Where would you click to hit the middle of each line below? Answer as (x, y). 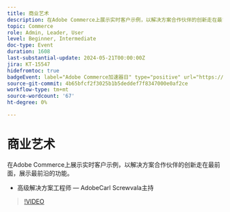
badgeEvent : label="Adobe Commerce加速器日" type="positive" (94, 77)
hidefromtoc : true (33, 70)
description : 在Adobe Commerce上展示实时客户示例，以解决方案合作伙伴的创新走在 (112, 20)
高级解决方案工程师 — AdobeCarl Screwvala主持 (85, 187)
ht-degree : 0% (27, 103)
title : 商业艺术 (28, 13)
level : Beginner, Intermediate (52, 39)
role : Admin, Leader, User (46, 32)
